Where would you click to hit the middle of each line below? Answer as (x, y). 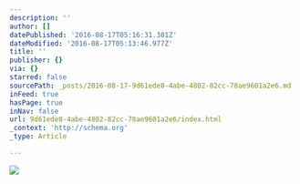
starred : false (38, 77)
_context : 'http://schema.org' (69, 128)
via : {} (24, 69)
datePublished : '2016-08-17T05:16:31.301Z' (93, 35)
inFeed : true (34, 94)
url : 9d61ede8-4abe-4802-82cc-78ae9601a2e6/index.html (116, 119)
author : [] (30, 26)
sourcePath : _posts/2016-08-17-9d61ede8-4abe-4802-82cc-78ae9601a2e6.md (150, 86)
